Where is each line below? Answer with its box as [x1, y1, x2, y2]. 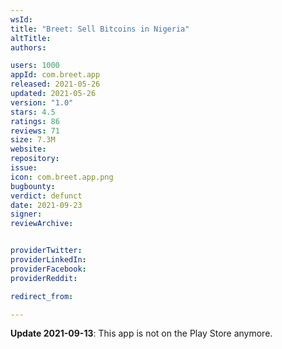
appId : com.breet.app [10, 70, 101, 80]
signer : [10, 209, 43, 220]
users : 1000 [10, 61, 60, 71]
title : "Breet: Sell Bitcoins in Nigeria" [10, 24, 190, 34]
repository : [10, 154, 60, 164]
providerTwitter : [10, 246, 83, 256]
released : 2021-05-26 [10, 79, 101, 90]
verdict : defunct [10, 191, 83, 201]
